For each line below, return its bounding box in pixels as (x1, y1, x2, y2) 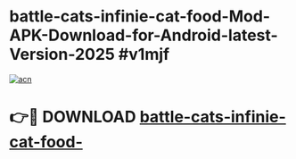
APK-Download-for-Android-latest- (9, 25, 278, 46)
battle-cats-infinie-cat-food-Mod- (9, 6, 270, 27)
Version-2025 (9, 45, 116, 64)
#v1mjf (118, 45, 170, 64)
